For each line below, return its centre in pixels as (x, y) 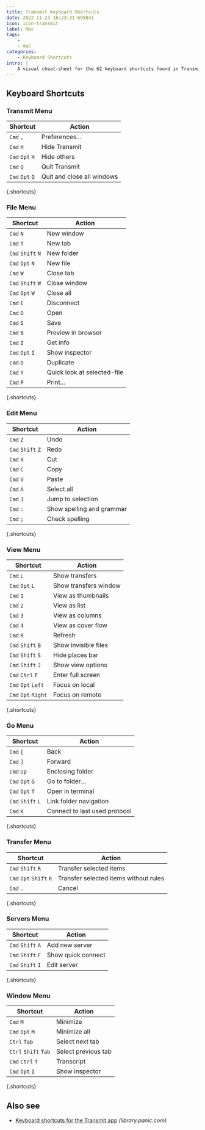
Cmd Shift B (25, 645)
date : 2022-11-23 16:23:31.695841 (50, 18)
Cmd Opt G (22, 782)
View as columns (77, 615)
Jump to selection (73, 499)
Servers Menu (28, 919)
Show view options (80, 665)
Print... (56, 382)
